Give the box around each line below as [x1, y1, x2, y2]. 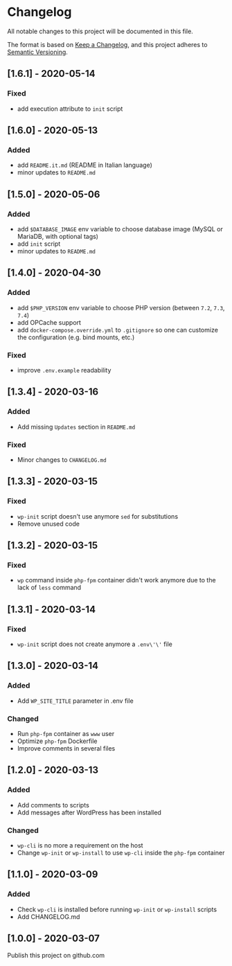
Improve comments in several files [17, 744, 116, 753]
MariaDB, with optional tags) [17, 233, 99, 240]
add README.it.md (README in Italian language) [17, 161, 152, 170]
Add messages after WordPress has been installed [17, 808, 161, 816]
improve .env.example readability [17, 366, 111, 374]
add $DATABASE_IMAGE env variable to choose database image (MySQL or [17, 225, 223, 233]
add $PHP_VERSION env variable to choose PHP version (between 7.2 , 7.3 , [17, 303, 225, 312]
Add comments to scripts [17, 800, 90, 809]
